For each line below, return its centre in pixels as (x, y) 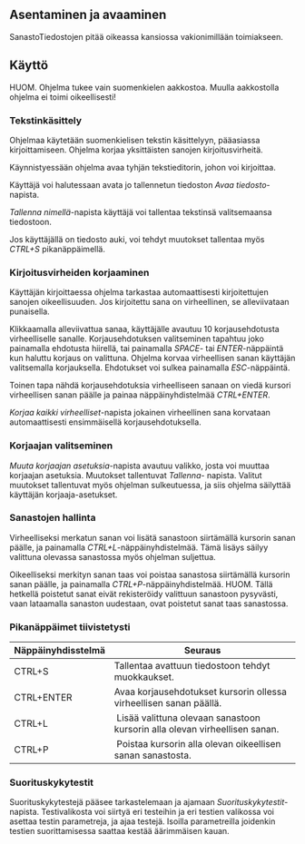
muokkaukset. (144, 677)
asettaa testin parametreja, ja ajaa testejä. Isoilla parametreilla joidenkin (143, 821)
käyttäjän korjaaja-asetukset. (64, 495)
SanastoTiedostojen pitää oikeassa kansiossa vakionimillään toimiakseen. (146, 36)
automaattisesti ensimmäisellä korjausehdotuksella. (105, 422)
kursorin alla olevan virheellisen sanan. (197, 730)
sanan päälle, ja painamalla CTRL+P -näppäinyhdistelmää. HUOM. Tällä (141, 584)
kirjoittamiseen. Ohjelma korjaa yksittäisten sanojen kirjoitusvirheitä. (136, 150)
